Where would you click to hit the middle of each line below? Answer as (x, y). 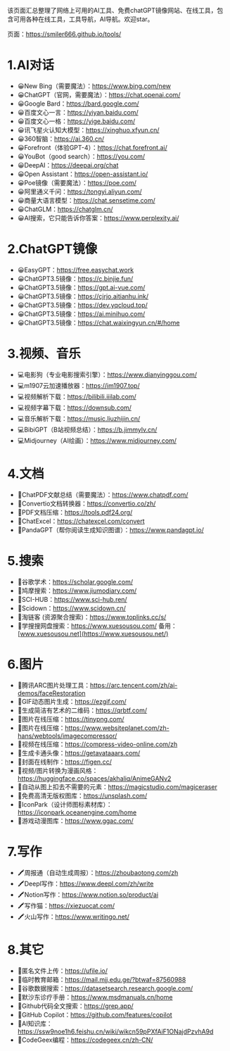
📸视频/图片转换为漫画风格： (58, 770)
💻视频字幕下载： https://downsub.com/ (75, 408)
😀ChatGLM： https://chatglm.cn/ (65, 209)
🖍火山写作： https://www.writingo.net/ (74, 917)
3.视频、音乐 (44, 354)
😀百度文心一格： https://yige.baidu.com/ (76, 121)
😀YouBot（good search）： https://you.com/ (81, 156)
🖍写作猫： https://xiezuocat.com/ (66, 905)
